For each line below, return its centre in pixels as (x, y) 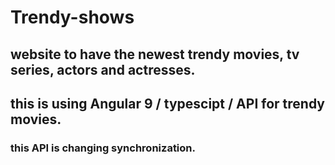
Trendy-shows (72, 17)
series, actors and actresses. (103, 69)
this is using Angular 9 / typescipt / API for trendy (167, 103)
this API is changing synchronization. (103, 148)
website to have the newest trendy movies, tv (155, 54)
